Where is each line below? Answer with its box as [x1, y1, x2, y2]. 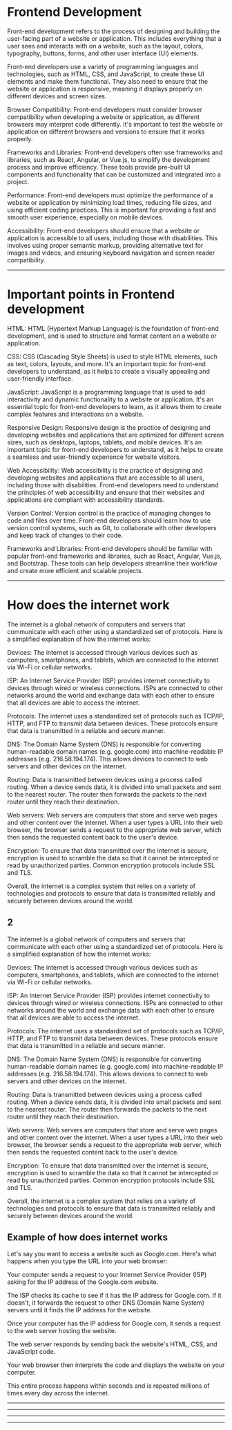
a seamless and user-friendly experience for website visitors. [7, 453, 182, 461]
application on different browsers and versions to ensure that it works [7, 127, 205, 136]
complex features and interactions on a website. [7, 410, 144, 418]
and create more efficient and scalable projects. [7, 566, 144, 574]
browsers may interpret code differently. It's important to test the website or [7, 120, 223, 128]
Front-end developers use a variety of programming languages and [7, 62, 199, 71]
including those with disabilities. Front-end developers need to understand [7, 480, 219, 489]
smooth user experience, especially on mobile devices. [7, 212, 164, 221]
